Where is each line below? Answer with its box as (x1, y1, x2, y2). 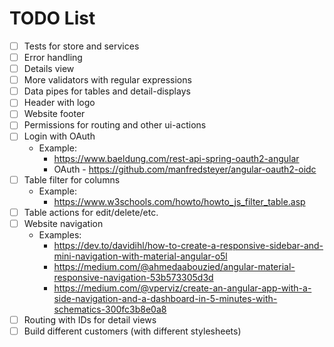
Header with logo (23, 97, 96, 109)
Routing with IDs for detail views (23, 313, 157, 326)
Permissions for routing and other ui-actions (23, 119, 207, 131)
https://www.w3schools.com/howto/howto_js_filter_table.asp (53, 195, 306, 207)
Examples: (38, 228, 82, 241)
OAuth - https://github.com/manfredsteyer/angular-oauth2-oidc (53, 163, 317, 175)
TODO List (9, 7, 96, 30)
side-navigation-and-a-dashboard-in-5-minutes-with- (53, 292, 278, 304)
